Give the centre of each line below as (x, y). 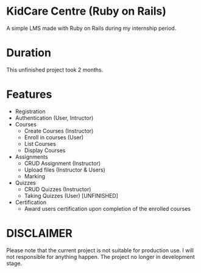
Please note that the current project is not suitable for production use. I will (100, 250)
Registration (30, 111)
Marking (35, 176)
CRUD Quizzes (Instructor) (58, 189)
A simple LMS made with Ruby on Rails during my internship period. (91, 28)
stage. (14, 263)
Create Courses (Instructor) (59, 131)
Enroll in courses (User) (54, 137)
